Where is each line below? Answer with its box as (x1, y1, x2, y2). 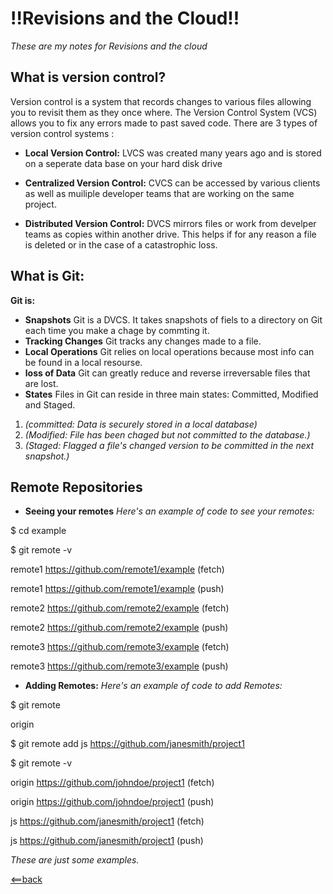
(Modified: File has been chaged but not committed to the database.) (24, 428, 311, 441)
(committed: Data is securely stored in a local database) (24, 418, 258, 430)
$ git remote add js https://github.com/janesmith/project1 (10, 738, 245, 750)
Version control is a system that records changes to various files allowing (10, 95, 312, 107)
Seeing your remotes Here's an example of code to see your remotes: (24, 505, 315, 517)
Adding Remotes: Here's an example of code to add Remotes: (24, 680, 283, 692)
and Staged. (24, 398, 76, 411)
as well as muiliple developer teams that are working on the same (24, 187, 295, 199)
